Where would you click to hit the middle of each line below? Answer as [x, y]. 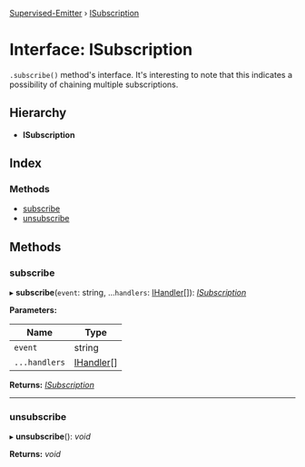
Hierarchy [38, 113]
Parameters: [33, 310]
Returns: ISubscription [52, 385]
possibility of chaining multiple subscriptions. [94, 84]
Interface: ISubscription [101, 50]
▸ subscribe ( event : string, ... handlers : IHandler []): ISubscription [128, 293]
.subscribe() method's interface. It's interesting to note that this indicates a [151, 74]
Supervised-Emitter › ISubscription [74, 13]
